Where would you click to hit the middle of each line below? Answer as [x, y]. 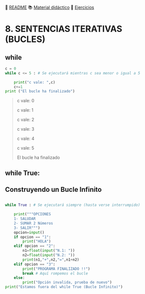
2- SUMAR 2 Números [34, 223]
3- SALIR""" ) [27, 228]
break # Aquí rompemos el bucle [55, 273]
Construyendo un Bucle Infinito [54, 190]
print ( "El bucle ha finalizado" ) [40, 91]
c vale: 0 [26, 101]
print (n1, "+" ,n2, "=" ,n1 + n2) [51, 260]
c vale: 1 [25, 110]
